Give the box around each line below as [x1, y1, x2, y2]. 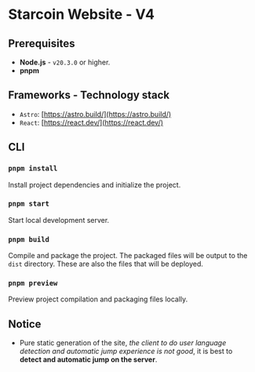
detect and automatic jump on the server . [19, 355, 158, 364]
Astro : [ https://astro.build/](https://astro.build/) [19, 109, 172, 119]
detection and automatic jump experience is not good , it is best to [19, 347, 233, 356]
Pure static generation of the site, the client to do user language [19, 338, 227, 348]
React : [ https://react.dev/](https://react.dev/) [19, 118, 163, 127]
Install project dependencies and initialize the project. [8, 180, 181, 189]
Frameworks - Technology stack [8, 89, 170, 102]
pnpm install [8, 164, 58, 173]
